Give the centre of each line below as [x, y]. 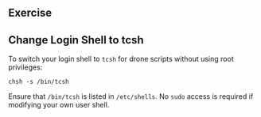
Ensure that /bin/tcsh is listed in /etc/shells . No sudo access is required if [131, 96]
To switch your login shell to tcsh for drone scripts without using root [121, 59]
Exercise [30, 13]
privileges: [25, 67]
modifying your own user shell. [59, 105]
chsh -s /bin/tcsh [39, 82]
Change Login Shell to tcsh [76, 40]
